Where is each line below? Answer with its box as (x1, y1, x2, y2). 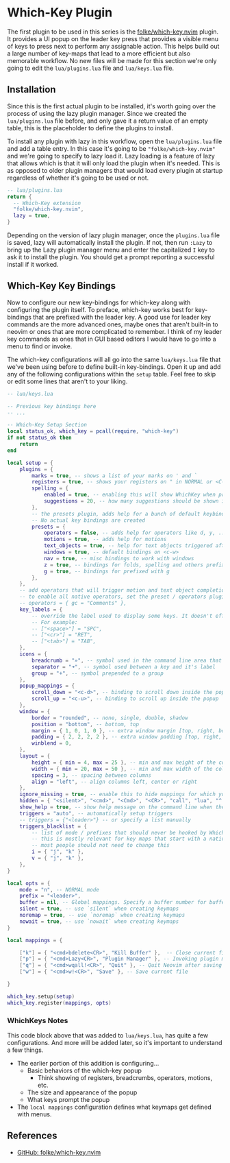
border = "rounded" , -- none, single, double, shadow (31, 715, 188, 721)
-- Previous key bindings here (7, 403, 97, 409)
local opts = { (7, 880, 51, 887)
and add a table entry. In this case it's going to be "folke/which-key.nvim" (7, 144, 216, 152)
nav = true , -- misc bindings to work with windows (43, 555, 194, 562)
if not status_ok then (7, 434, 72, 442)
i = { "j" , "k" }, (31, 848, 84, 855)
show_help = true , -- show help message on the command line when (19, 804, 213, 811)
